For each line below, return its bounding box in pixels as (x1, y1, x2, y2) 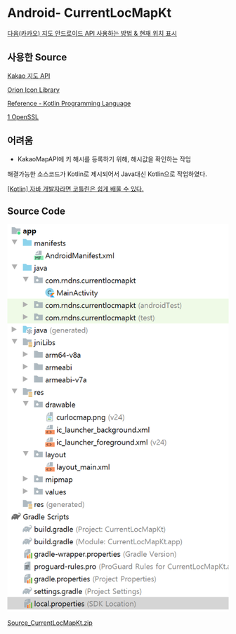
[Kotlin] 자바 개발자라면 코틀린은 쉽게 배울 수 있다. (7, 184, 144, 193)
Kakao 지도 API (7, 72, 51, 80)
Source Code (7, 205, 65, 217)
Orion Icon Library (7, 86, 60, 94)
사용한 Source (7, 51, 67, 64)
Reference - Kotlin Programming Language (7, 99, 131, 107)
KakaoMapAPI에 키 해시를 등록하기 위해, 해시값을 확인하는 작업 (17, 154, 192, 163)
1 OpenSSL (7, 112, 39, 121)
